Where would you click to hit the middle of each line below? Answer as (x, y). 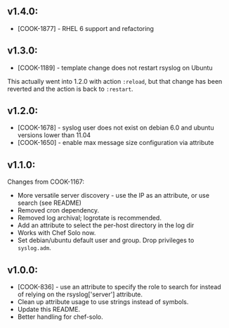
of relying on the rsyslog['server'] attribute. (80, 294)
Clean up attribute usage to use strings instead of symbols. (103, 302)
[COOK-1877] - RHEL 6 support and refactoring (86, 28)
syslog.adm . (34, 248)
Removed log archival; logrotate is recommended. (89, 218)
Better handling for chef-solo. (60, 317)
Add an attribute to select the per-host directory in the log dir (106, 225)
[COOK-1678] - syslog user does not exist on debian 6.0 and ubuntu (116, 128)
